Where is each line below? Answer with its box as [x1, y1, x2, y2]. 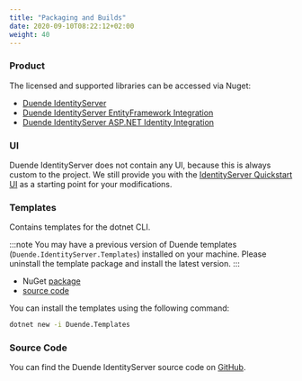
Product [9, 59, 46, 72]
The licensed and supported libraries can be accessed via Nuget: [9, 80, 252, 91]
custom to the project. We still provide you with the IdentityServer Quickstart [9, 168, 293, 180]
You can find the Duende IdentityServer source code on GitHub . [9, 362, 246, 373]
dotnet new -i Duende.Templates [9, 321, 130, 330]
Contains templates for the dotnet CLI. [9, 222, 151, 232]
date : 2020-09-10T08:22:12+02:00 [9, 22, 135, 31]
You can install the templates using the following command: [9, 303, 230, 313]
